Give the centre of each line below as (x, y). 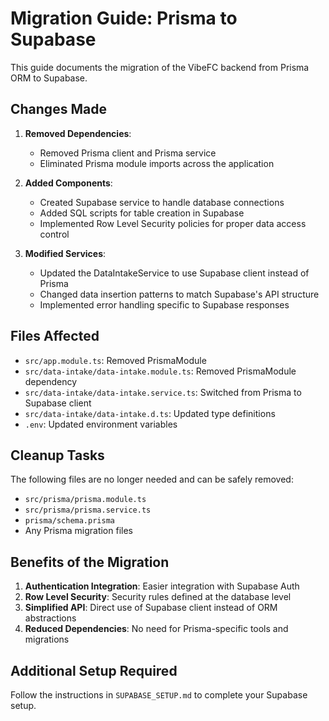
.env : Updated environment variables (101, 424)
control (54, 234)
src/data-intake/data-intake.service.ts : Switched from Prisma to (163, 392)
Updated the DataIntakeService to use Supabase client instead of (174, 273)
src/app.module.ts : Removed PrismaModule (115, 360)
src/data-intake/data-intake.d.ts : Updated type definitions (150, 413)
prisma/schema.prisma (69, 521)
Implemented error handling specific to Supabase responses (164, 304)
